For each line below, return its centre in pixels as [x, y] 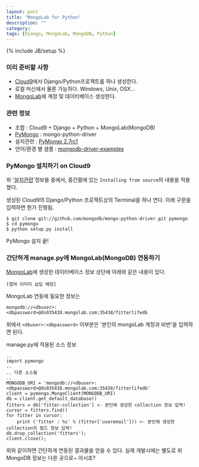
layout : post [22, 12]
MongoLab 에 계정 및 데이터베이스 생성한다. [65, 97]
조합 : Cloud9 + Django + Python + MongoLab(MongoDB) [85, 127]
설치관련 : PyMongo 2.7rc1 [46, 141]
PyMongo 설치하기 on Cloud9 [49, 166]
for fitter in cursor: [34, 416]
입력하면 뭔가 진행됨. [30, 208]
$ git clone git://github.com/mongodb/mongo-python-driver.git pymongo [97, 219]
